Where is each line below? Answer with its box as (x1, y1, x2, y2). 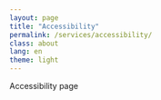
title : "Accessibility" (9, 22, 100, 31)
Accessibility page (9, 81, 79, 91)
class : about (9, 38, 59, 48)
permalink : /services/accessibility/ (9, 30, 153, 39)
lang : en (9, 47, 43, 56)
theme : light (9, 55, 59, 65)
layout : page (9, 13, 59, 23)
